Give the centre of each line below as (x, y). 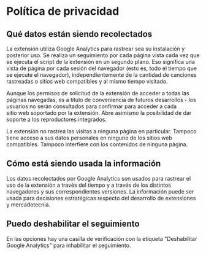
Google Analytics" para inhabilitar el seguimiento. (69, 245)
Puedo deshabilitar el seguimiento (73, 224)
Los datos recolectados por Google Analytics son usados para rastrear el (99, 178)
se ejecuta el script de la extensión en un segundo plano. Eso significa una (101, 62)
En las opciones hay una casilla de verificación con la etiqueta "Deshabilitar (102, 238)
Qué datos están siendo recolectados (79, 34)
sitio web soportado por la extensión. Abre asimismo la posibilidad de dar (99, 113)
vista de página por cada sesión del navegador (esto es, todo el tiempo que (102, 68)
